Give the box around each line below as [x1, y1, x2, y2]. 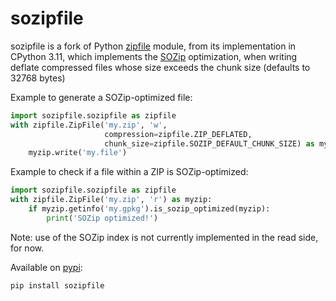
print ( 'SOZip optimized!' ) [46, 213, 159, 223]
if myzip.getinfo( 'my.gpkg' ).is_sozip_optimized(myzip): [28, 204, 271, 214]
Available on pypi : [10, 261, 83, 273]
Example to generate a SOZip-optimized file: [10, 91, 193, 103]
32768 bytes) [10, 72, 66, 84]
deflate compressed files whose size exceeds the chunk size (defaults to [10, 61, 311, 73]
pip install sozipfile [10, 280, 105, 291]
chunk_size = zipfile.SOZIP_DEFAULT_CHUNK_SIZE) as [104, 138, 315, 149]
